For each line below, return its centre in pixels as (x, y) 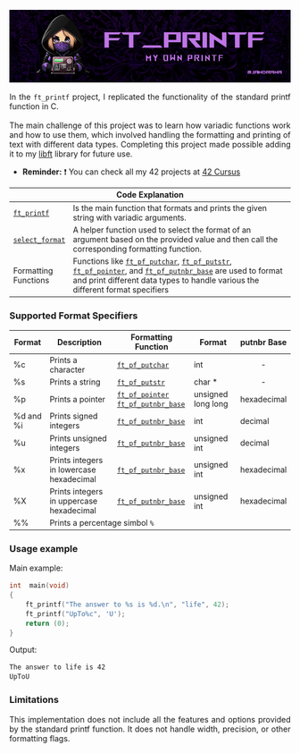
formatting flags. (40, 738)
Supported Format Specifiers (74, 316)
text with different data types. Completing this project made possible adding (150, 144)
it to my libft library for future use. (71, 154)
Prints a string (75, 382)
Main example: (36, 568)
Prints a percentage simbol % (102, 523)
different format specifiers (121, 290)
